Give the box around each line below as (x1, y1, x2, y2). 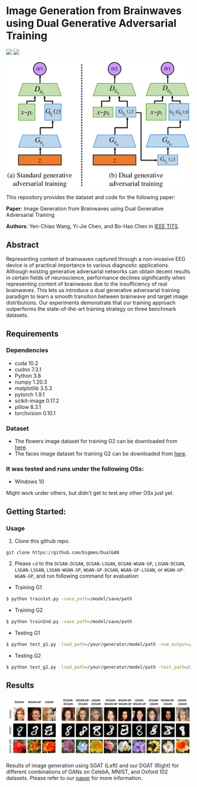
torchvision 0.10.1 (14, 410, 56, 417)
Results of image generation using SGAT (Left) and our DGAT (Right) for (6, 762, 179, 769)
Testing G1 (14, 629, 40, 636)
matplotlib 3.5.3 (14, 384, 53, 391)
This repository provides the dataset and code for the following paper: (6, 194, 176, 201)
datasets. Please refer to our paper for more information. (6, 774, 143, 781)
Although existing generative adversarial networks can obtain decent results (6, 268, 191, 275)
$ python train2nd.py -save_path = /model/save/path (6, 618, 133, 624)
